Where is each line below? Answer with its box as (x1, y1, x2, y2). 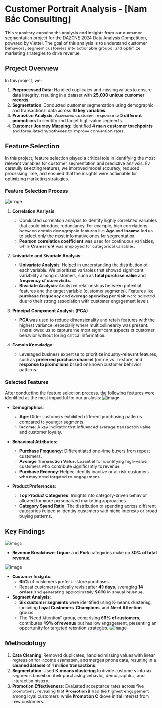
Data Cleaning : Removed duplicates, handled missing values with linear (12, 652, 155, 658)
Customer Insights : (12, 574, 52, 579)
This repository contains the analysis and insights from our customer (5, 30, 142, 35)
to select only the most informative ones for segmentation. (19, 233, 136, 239)
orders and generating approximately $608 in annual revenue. (19, 589, 144, 595)
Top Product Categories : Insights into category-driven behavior (19, 493, 147, 498)
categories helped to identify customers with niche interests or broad (19, 508, 157, 514)
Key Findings (5, 527, 45, 536)
